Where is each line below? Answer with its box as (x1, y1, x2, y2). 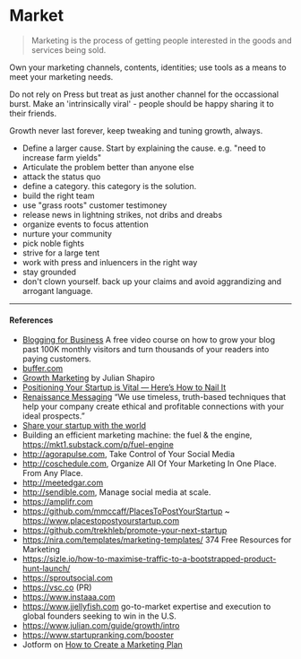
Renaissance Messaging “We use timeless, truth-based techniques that (21, 392, 287, 403)
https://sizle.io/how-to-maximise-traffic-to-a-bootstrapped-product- (21, 553, 277, 565)
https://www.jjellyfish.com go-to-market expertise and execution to (21, 602, 271, 612)
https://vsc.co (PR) (21, 582, 92, 593)
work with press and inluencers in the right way (21, 256, 198, 267)
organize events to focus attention (21, 219, 150, 230)
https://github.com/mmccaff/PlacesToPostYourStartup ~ (21, 506, 230, 516)
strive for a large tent (21, 247, 100, 258)
